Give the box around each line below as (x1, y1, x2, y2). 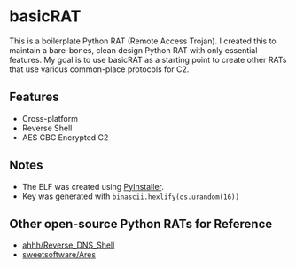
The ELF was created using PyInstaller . (21, 181, 164, 192)
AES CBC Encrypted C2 (21, 131, 109, 143)
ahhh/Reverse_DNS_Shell (21, 240, 115, 250)
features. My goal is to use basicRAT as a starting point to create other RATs (9, 54, 287, 65)
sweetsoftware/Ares (21, 249, 96, 260)
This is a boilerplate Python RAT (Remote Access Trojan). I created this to (9, 35, 277, 46)
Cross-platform (21, 113, 78, 123)
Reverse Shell (21, 122, 73, 133)
